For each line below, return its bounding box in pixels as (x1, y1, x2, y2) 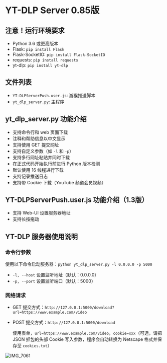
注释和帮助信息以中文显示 (12, 135, 66, 141)
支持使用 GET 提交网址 (12, 141, 59, 148)
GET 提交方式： (12, 304, 45, 310)
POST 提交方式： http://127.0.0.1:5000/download (12, 319, 115, 325)
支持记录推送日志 (12, 173, 48, 179)
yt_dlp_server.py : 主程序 (12, 99, 65, 105)
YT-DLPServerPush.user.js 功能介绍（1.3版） (5, 196, 149, 204)
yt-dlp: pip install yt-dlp (12, 62, 68, 68)
